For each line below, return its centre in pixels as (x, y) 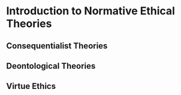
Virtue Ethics (31, 86)
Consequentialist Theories (57, 46)
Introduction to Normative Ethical (91, 11)
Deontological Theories (51, 66)
